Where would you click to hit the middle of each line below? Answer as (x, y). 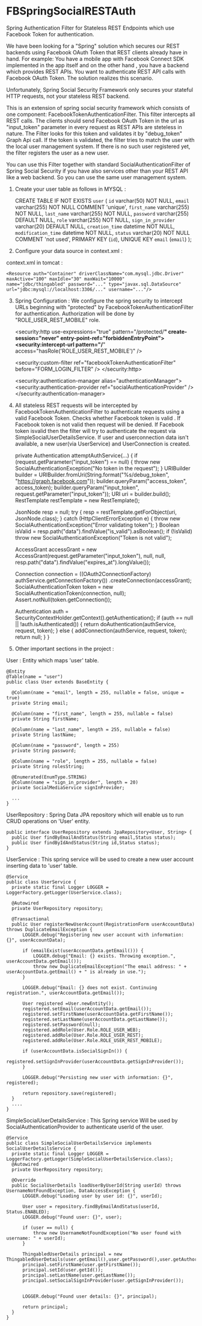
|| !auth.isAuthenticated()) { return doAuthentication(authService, (95, 624)
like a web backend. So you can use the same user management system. (96, 177)
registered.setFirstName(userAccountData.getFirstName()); (97, 1014)
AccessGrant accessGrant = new (56, 549)
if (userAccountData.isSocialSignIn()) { (75, 1051)
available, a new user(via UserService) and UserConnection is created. (103, 444)
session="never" (37, 338)
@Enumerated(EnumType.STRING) (49, 777)
